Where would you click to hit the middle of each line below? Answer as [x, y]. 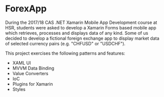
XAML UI [21, 63]
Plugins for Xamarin [33, 84]
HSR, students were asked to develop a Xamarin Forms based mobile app [81, 27]
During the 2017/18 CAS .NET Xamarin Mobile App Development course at [81, 22]
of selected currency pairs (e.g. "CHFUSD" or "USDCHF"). [65, 43]
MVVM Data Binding [33, 68]
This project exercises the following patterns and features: [65, 53]
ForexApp [26, 9]
